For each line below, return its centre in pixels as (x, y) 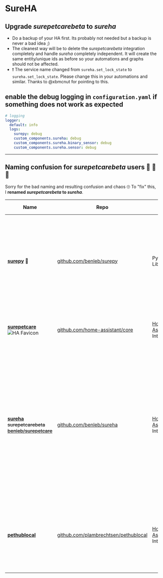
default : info (24, 125)
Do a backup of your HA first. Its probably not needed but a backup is (82, 38)
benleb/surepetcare (30, 430)
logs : (15, 130)
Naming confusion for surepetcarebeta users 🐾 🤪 (81, 167)
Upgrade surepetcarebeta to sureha (61, 27)
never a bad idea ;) (31, 43)
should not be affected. (35, 64)
